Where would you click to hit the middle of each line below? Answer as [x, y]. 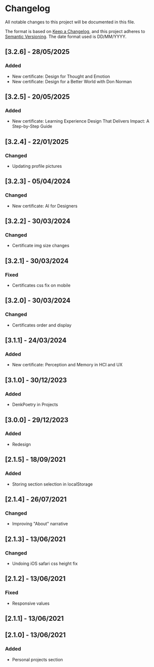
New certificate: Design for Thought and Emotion [61, 76]
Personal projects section [37, 659]
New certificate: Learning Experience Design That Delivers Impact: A [81, 121]
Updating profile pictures [37, 166]
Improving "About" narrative [40, 524]
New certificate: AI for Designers [45, 206]
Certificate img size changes [40, 246]
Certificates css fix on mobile [41, 286]
